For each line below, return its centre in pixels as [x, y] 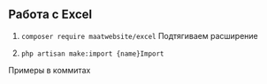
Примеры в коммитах [50, 70]
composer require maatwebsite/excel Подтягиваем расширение [139, 35]
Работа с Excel [50, 15]
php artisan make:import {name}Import [92, 53]
